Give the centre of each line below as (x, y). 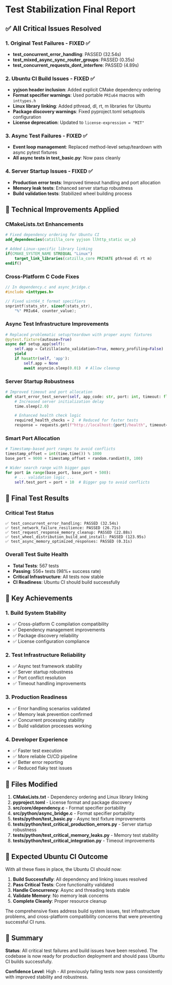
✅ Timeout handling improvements (49, 684)
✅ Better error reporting (38, 762)
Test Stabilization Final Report (70, 10)
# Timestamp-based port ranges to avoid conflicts (60, 449)
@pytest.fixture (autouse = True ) (39, 339)
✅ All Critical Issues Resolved (53, 29)
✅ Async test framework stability (47, 666)
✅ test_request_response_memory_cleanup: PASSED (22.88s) (69, 533)
